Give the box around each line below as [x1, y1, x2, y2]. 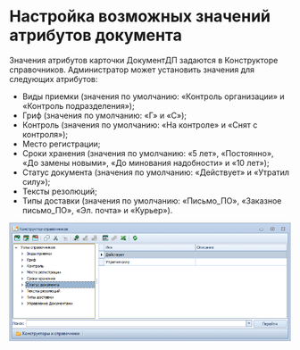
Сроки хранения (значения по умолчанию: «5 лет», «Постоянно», [21, 147, 274, 158]
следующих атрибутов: [9, 73, 98, 84]
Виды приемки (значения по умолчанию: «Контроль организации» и [21, 91, 285, 102]
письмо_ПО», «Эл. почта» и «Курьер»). [21, 204, 173, 215]
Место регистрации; [21, 138, 101, 149]
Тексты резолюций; [21, 186, 98, 196]
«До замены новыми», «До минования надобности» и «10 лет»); [21, 157, 270, 168]
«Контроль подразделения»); [21, 100, 136, 111]
